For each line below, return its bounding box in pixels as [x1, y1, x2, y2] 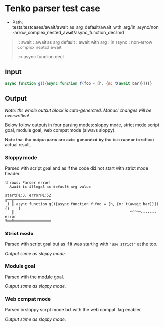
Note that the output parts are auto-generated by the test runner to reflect [5, 137, 154, 142]
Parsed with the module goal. [5, 274, 65, 280]
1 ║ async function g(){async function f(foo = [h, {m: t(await [7, 201, 141, 206]
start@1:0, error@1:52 [5, 193, 51, 198]
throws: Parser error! [5, 180, 51, 185]
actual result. [5, 142, 31, 148]
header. [5, 170, 21, 176]
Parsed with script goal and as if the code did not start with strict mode [5, 165, 148, 171]
